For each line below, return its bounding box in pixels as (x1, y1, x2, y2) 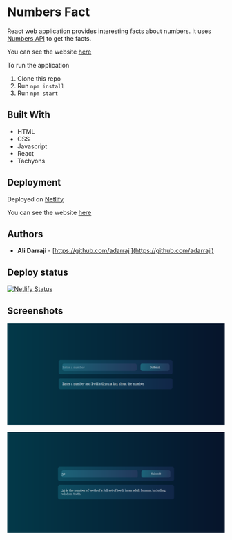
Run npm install (17, 81, 65, 90)
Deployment (7, 177, 61, 188)
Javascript (17, 142, 48, 150)
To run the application (7, 61, 70, 69)
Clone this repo (17, 74, 61, 83)
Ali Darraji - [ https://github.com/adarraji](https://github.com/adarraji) (17, 246, 214, 255)
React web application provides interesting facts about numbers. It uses (7, 27, 212, 35)
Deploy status (7, 266, 68, 278)
